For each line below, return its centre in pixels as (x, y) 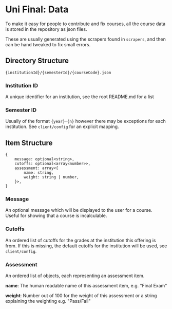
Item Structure (29, 143)
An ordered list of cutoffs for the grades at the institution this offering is (81, 240)
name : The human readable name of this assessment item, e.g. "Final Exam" (86, 286)
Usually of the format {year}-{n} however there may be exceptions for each (85, 121)
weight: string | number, (52, 177)
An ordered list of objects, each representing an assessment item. (75, 276)
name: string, (39, 173)
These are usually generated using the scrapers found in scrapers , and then (85, 39)
